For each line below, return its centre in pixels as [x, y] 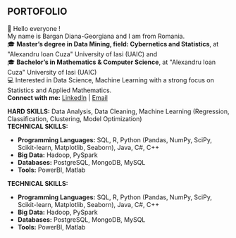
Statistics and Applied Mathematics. [60, 90]
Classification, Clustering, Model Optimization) [75, 118]
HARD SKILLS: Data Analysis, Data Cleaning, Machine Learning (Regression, [118, 111]
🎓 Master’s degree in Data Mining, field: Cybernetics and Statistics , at [113, 44]
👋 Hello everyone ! [34, 28]
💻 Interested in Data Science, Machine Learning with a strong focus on [111, 80]
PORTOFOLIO [37, 12]
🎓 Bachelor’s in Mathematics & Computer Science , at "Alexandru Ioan [112, 62]
